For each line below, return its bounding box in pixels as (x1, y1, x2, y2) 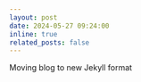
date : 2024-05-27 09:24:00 (9, 21, 110, 30)
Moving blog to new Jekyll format (9, 62, 132, 73)
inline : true (9, 29, 58, 38)
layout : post (9, 12, 58, 22)
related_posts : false (9, 37, 90, 47)
